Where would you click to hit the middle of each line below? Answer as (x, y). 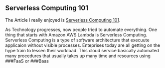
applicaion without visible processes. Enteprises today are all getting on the (83, 45)
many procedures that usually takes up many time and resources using (78, 56)
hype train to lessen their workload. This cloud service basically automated (82, 50)
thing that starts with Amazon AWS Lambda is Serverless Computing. (76, 34)
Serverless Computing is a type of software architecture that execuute (77, 40)
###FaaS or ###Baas (27, 61)
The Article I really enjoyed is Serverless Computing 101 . (63, 20)
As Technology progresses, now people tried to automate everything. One (81, 30)
